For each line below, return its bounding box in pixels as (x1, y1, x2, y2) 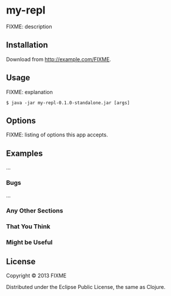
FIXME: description (6, 23, 52, 30)
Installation (6, 40, 48, 50)
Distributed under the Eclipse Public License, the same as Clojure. (6, 284, 166, 291)
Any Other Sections (6, 207, 63, 215)
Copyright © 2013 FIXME (6, 272, 66, 280)
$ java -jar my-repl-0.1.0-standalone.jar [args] (6, 99, 130, 106)
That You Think (6, 222, 51, 231)
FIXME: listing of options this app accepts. (6, 131, 108, 138)
